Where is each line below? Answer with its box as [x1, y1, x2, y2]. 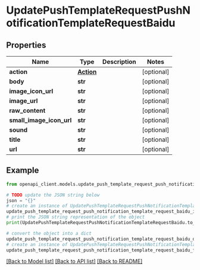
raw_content [9, 107, 46, 114]
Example [6, 165, 39, 176]
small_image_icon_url [9, 116, 72, 124]
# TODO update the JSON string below [6, 192, 100, 198]
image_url [9, 97, 38, 105]
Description [102, 58, 137, 66]
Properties [6, 40, 46, 50]
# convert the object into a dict [6, 230, 92, 236]
